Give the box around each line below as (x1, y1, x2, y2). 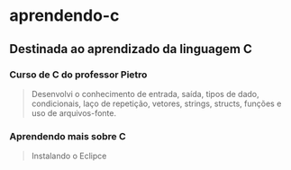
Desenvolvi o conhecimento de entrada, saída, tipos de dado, (31, 88, 259, 99)
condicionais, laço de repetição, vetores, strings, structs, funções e (31, 98, 282, 109)
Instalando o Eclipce (31, 150, 107, 162)
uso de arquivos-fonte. (31, 107, 117, 118)
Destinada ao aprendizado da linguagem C (9, 41, 252, 57)
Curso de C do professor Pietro (9, 68, 148, 81)
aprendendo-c (9, 5, 120, 26)
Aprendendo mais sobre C (9, 130, 126, 142)
